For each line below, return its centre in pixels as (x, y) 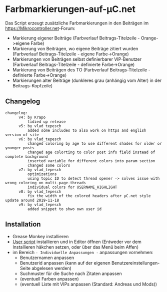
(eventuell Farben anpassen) (49, 279)
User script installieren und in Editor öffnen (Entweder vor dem (77, 242)
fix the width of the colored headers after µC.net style (89, 196)
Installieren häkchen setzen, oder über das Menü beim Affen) (75, 247)
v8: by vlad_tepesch (40, 191)
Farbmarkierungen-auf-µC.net (70, 9)
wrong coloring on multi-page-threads (45, 183)
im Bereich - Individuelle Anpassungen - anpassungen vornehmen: (83, 252)
